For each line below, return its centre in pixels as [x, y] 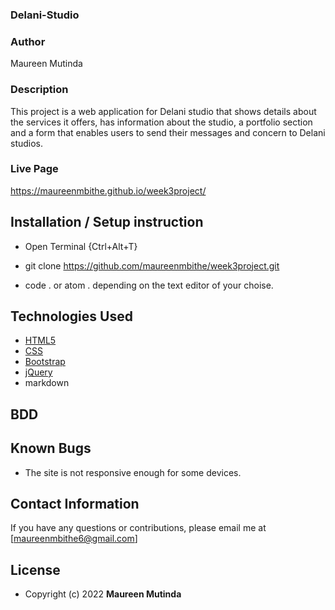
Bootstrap [45, 362]
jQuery [38, 372]
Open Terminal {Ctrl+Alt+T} [81, 246]
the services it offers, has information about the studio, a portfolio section [161, 122]
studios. [27, 143]
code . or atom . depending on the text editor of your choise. [149, 285]
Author [28, 41]
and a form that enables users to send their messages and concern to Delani [168, 132]
